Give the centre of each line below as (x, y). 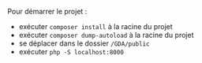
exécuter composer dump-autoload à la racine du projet (106, 35)
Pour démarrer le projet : (47, 11)
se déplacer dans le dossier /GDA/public (84, 43)
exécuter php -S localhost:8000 (71, 52)
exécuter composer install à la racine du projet (95, 26)
